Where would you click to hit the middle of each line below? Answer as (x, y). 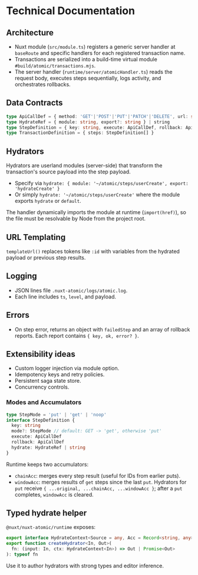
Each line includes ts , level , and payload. (65, 297)
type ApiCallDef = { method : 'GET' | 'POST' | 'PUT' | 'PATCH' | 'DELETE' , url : (97, 116)
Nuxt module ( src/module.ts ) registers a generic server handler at (95, 47)
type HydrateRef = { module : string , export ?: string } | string (88, 122)
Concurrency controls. (42, 387)
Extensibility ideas (41, 354)
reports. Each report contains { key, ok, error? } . (77, 336)
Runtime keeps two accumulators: (47, 464)
